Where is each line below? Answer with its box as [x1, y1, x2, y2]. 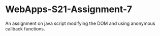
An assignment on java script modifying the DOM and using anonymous [5, 20, 155, 26]
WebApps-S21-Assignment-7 [5, 4, 132, 15]
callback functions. [5, 25, 45, 31]
